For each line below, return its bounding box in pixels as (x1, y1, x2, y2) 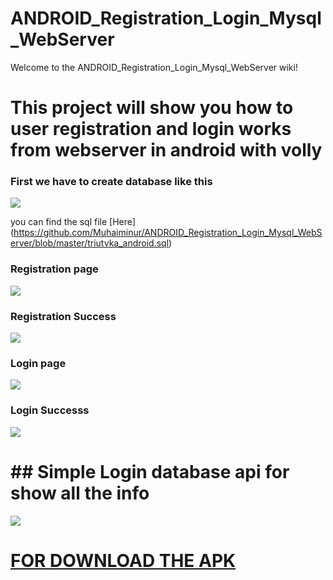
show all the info (10, 482, 150, 504)
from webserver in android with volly (10, 139, 323, 162)
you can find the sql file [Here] (10, 216, 137, 228)
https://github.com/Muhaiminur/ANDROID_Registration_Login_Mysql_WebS (13, 227, 323, 239)
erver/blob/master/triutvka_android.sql (10, 237, 170, 249)
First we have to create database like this (10, 175, 213, 189)
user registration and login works (10, 118, 292, 141)
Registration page (10, 262, 99, 276)
